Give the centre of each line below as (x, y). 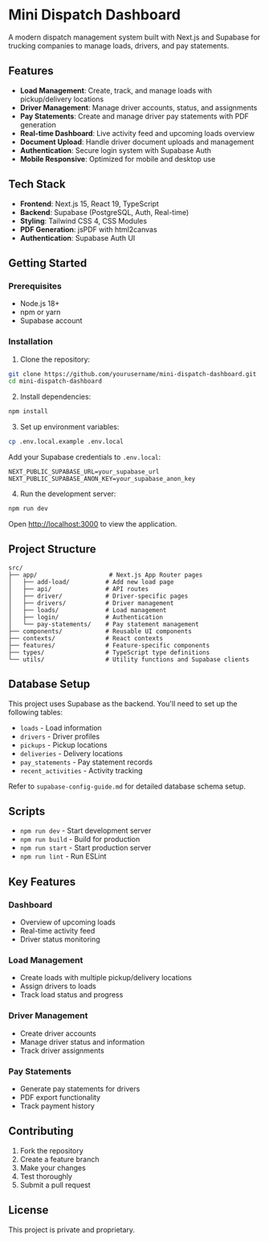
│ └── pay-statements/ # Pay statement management (104, 624)
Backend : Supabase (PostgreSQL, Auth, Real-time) (104, 212)
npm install (28, 412)
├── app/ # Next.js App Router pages (106, 575)
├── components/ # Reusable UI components (100, 631)
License (29, 1210)
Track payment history (57, 1106)
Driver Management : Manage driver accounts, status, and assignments (139, 107)
